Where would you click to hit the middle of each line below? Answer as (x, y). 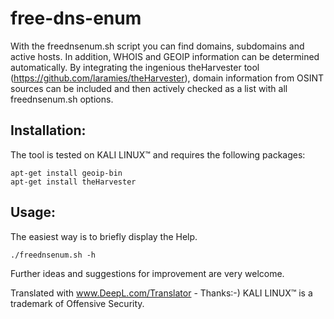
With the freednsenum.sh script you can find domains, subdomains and (157, 46)
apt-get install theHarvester (73, 182)
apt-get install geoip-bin (66, 173)
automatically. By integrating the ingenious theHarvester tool (135, 67)
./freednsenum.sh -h (53, 255)
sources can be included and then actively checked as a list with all (149, 88)
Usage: (33, 212)
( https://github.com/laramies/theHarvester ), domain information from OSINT (167, 78)
